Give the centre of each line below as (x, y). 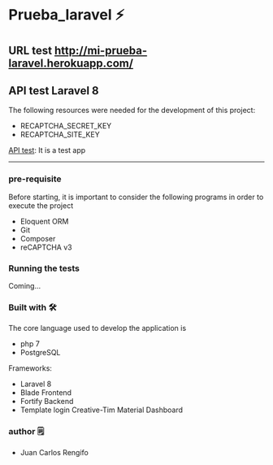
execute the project (41, 205)
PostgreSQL (40, 353)
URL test (30, 50)
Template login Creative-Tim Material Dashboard (102, 410)
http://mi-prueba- (101, 50)
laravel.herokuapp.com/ (71, 63)
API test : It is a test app (47, 150)
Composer (38, 238)
